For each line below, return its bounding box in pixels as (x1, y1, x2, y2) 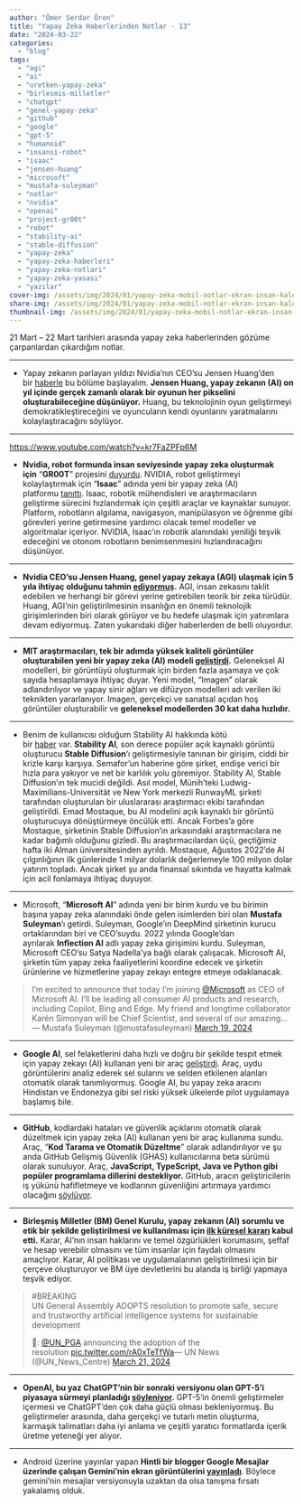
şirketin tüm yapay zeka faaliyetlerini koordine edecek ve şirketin (22, 957, 263, 968)
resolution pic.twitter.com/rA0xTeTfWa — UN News (31, 1347, 220, 1358)
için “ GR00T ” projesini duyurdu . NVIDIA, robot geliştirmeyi (22, 469, 241, 480)
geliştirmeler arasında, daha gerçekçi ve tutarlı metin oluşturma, (22, 1411, 260, 1422)
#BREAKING (31, 1291, 78, 1302)
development (31, 1320, 81, 1331)
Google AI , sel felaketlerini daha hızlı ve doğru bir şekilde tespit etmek (22, 1049, 282, 1059)
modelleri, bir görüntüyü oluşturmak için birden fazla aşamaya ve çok (22, 665, 280, 676)
